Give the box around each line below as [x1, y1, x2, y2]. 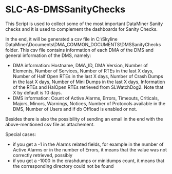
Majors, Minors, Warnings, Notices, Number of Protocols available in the [12, 100, 166, 106]
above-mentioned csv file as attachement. [5, 121, 95, 127]
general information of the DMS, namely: [5, 52, 91, 59]
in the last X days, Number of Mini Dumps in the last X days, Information [12, 79, 165, 85]
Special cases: [5, 131, 36, 137]
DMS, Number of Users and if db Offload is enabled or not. [12, 106, 138, 112]
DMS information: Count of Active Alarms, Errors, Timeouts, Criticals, [12, 95, 159, 101]
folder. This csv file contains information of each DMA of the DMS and [5, 47, 154, 53]
